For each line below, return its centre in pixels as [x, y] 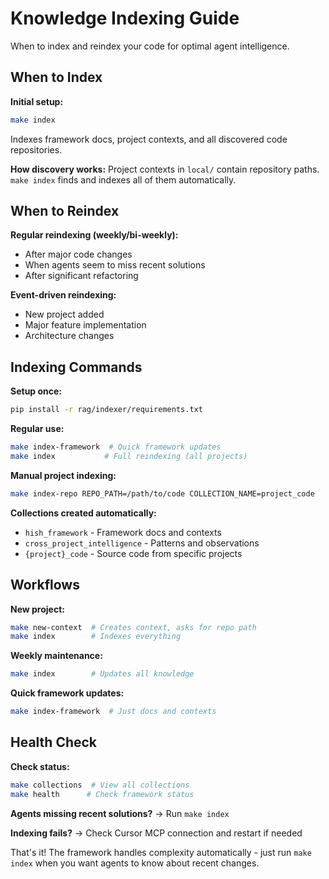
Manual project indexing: [63, 475]
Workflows [45, 585]
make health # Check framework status [102, 794]
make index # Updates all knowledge [102, 674]
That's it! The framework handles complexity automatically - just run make [161, 852]
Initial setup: [37, 101]
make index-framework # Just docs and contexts [113, 712]
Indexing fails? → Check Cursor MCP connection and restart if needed [156, 833]
